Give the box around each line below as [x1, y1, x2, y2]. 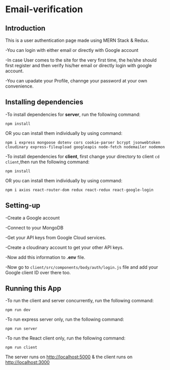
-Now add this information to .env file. [5, 254, 86, 260]
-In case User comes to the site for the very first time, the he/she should [5, 57, 157, 63]
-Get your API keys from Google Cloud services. [5, 234, 106, 240]
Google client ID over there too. [5, 269, 71, 275]
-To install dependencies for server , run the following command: [5, 111, 141, 118]
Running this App [5, 284, 62, 293]
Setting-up [5, 201, 41, 210]
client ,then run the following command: [5, 159, 90, 165]
